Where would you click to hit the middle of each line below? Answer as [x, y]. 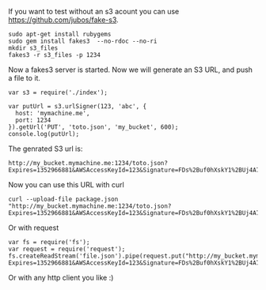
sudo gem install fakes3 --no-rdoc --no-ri [83, 41]
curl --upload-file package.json [63, 199]
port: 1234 [33, 120]
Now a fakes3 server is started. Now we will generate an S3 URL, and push [131, 70]
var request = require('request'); [67, 249]
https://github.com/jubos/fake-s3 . [63, 20]
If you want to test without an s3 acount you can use [94, 11]
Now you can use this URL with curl [66, 185]
